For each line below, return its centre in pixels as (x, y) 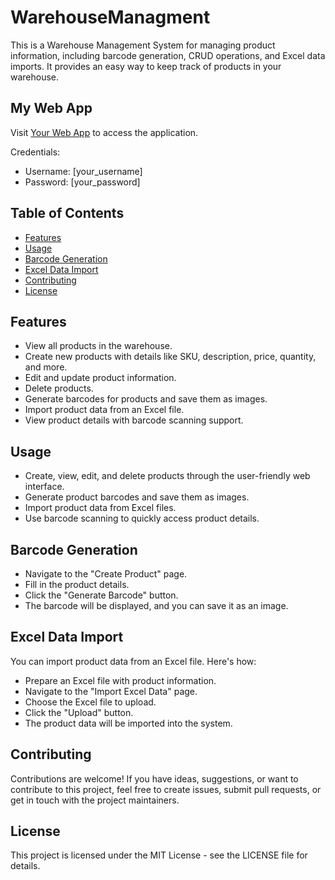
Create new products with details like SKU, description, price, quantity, (170, 357)
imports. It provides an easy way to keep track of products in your (146, 66)
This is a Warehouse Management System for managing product (143, 45)
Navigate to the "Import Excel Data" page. (111, 691)
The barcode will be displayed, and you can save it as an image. (156, 605)
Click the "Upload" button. (79, 712)
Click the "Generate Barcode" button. (101, 595)
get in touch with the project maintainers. (95, 800)
